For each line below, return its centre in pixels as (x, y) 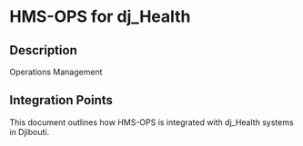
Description (43, 50)
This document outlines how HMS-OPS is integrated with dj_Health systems (151, 122)
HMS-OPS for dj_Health (100, 17)
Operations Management (56, 72)
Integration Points (61, 100)
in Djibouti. (30, 131)
